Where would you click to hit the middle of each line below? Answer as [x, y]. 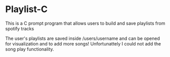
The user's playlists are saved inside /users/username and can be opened [83, 38]
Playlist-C [26, 9]
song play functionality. [30, 49]
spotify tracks [20, 28]
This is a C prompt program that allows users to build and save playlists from [85, 23]
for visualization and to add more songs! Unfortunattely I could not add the [83, 43]
